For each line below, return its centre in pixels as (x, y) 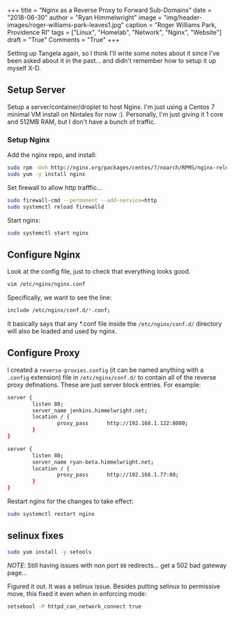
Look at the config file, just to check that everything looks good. (99, 272)
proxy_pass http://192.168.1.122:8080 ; (123, 424)
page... (17, 572)
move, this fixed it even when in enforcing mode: (77, 593)
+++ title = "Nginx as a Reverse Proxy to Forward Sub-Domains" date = (110, 10)
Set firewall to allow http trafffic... (55, 187)
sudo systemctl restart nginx (51, 514)
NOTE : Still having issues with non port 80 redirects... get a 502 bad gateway (117, 565)
